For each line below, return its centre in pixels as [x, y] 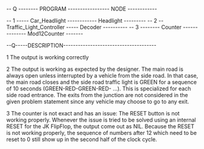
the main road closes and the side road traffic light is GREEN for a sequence [101, 82]
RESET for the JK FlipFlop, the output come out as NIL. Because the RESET [100, 126]
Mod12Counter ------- [55, 34]
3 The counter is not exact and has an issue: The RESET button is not [93, 113]
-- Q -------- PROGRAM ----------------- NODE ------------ [82, 9]
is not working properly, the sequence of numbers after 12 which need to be [101, 133]
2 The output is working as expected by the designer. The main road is [95, 69]
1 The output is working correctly [48, 57]
